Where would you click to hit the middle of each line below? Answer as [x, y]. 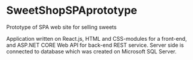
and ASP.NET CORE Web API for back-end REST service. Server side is [95, 45]
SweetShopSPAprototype [72, 10]
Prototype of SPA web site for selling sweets [61, 27]
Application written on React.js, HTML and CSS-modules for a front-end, [97, 38]
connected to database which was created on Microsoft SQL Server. [91, 51]
